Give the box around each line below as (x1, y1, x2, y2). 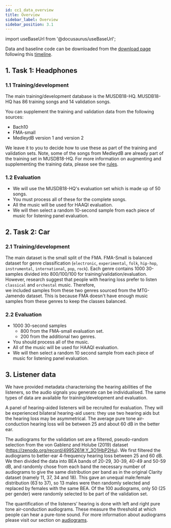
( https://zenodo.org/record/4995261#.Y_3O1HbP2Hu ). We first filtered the (5, 447, 161, 454)
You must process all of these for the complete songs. (12, 196, 127, 202)
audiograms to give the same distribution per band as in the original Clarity (5, 469, 162, 475)
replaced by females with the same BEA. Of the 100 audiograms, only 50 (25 (5, 485, 166, 492)
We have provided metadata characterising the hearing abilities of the (5, 384, 152, 390)
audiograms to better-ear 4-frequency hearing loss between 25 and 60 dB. (5, 453, 163, 459)
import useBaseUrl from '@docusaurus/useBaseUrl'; (5, 36, 116, 42)
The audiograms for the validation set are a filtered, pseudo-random (5, 436, 149, 442)
